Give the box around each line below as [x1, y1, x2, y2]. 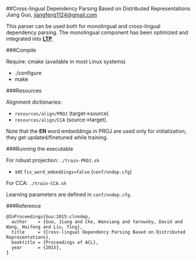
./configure [14, 70, 42, 76]
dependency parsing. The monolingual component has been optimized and [6, 29, 188, 36]
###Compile [6, 47, 36, 54]
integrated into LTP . [6, 35, 54, 42]
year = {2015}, [11, 245, 62, 250]
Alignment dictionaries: [6, 98, 62, 105]
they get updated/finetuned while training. [6, 134, 108, 141]
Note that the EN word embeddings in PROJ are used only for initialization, [6, 128, 187, 134]
